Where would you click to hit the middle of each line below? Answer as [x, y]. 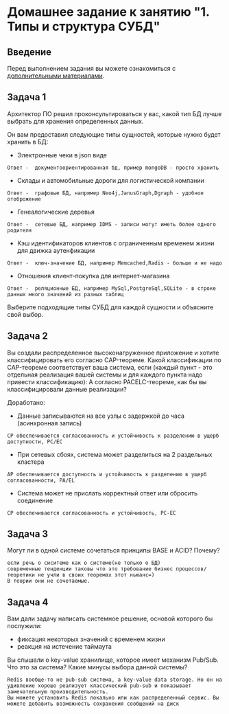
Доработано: [26, 402]
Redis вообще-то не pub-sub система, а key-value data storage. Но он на [115, 680]
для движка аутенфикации [56, 250]
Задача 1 [27, 97]
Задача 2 [27, 336]
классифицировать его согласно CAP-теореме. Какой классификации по [114, 360]
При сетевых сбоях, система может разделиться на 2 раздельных [114, 454]
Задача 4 [28, 602]
